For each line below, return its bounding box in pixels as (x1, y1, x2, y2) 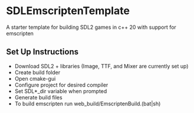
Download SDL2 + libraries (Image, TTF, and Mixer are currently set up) (14, 62, 189, 69)
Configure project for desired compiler (14, 81, 108, 88)
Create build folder (14, 69, 61, 76)
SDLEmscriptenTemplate (6, 4, 130, 18)
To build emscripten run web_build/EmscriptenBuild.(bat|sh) (14, 100, 161, 107)
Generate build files (14, 94, 63, 101)
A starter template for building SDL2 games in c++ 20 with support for (6, 24, 177, 31)
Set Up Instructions (6, 47, 79, 57)
